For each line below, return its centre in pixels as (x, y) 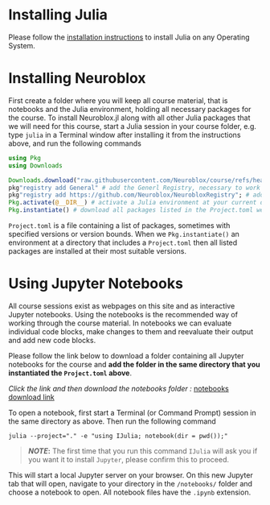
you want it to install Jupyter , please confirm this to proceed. (128, 459)
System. (22, 45)
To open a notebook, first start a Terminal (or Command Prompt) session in (133, 412)
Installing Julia (58, 15)
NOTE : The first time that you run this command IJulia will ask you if (143, 451)
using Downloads (35, 166)
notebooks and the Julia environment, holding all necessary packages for (130, 109)
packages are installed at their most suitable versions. (98, 251)
